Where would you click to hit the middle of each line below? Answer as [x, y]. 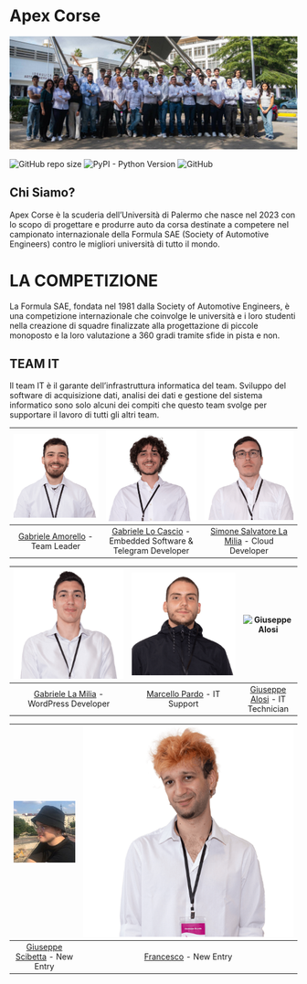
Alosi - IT [268, 699]
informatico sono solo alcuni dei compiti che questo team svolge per [138, 405]
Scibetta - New [44, 957]
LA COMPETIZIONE [84, 280]
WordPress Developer [69, 704]
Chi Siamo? [42, 193]
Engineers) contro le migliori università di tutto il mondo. [115, 244]
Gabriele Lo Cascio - [151, 532]
